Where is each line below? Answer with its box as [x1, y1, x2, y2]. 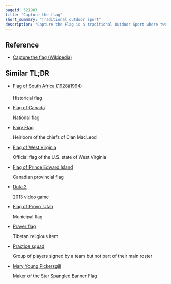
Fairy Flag [12, 124, 34, 130]
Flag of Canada [12, 104, 45, 110]
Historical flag [12, 94, 42, 101]
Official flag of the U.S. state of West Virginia [12, 154, 107, 160]
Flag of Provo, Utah [12, 203, 53, 209]
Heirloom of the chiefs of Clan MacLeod [12, 134, 97, 140]
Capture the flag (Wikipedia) [12, 54, 72, 60]
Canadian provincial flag [12, 174, 64, 180]
